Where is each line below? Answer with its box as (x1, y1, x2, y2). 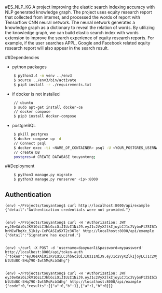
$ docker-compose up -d (13, 136, 62, 141)
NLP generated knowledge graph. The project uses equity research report (5, 9, 152, 15)
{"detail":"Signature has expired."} (5, 233, 81, 237)
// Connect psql (13, 141, 47, 146)
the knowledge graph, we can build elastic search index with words (5, 30, 139, 35)
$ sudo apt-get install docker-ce (13, 105, 83, 110)
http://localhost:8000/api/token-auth (5, 249, 83, 254)
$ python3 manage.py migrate (13, 173, 72, 177)
